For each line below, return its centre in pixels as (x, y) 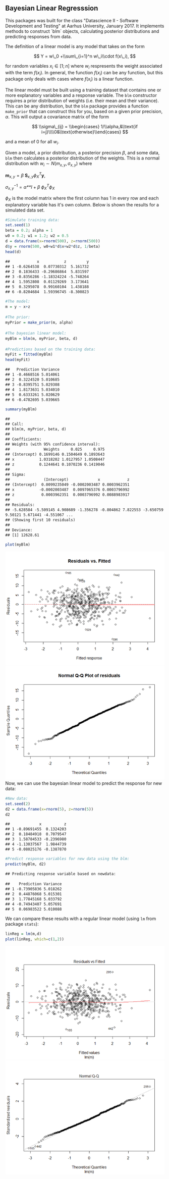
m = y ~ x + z (18, 307)
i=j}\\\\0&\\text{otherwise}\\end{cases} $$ (85, 132)
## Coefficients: (23, 439)
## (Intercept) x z (67, 479)
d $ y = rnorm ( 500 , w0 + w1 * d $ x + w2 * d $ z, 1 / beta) (53, 246)
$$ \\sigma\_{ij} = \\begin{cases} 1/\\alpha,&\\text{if (85, 127)
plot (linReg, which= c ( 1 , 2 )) (35, 939)
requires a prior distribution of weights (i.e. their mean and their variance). (82, 101)
